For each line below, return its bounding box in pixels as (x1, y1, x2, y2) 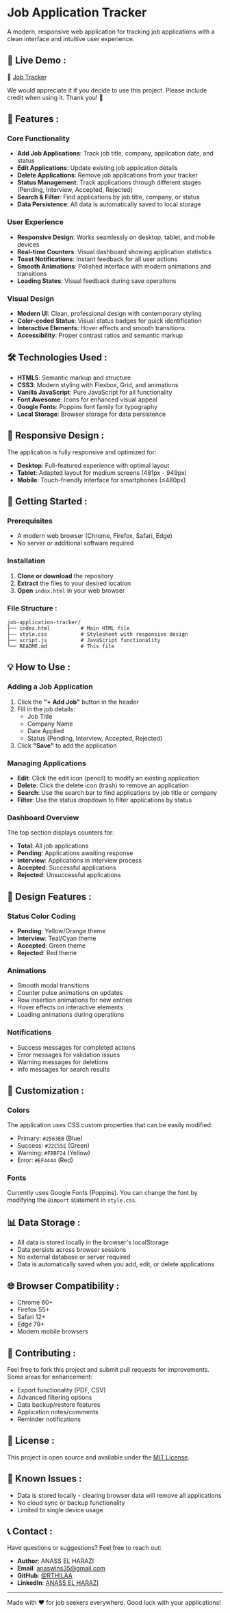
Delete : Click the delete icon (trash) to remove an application (16, 781, 190, 789)
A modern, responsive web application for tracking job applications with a (7, 27, 215, 36)
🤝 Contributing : (7, 1347, 77, 1359)
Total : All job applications (16, 841, 89, 850)
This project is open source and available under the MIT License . (7, 1453, 190, 1461)
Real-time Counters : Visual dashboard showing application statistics (16, 247, 212, 256)
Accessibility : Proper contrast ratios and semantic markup (16, 331, 183, 340)
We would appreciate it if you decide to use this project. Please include (7, 86, 207, 94)
